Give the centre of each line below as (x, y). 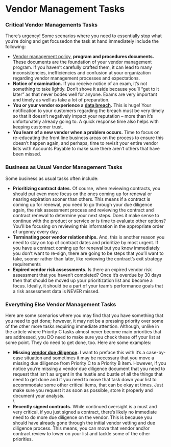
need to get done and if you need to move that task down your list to (84, 380)
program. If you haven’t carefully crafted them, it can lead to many (82, 67)
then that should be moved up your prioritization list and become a (83, 280)
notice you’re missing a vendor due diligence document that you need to (89, 369)
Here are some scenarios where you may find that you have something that (84, 315)
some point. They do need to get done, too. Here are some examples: (78, 343)
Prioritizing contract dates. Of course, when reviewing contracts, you (87, 188)
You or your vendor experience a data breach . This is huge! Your (82, 106)
